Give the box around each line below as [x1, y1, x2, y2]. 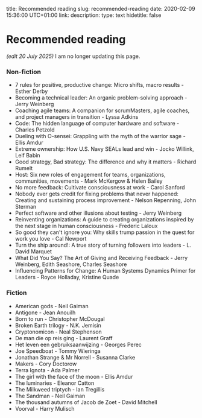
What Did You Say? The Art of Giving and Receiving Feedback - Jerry [14, 255, 188, 262]
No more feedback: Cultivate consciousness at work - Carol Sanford [14, 184, 185, 191]
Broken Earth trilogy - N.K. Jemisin [14, 321, 101, 329]
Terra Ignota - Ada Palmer [14, 366, 80, 373]
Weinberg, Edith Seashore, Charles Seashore [14, 261, 127, 268]
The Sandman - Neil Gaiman [14, 392, 86, 399]
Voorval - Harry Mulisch [14, 405, 75, 412]
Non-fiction [6, 68, 41, 76]
